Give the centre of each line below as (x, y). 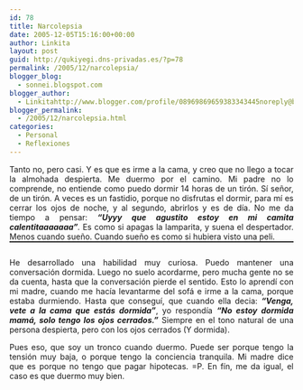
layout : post (34, 51)
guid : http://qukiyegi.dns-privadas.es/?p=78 (96, 60)
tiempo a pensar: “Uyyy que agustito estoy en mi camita (151, 217)
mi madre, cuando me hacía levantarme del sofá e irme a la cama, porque (151, 291)
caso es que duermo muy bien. (67, 376)
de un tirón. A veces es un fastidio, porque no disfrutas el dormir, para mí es (151, 198)
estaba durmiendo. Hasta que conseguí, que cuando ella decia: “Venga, (151, 301)
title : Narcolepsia (46, 26)
